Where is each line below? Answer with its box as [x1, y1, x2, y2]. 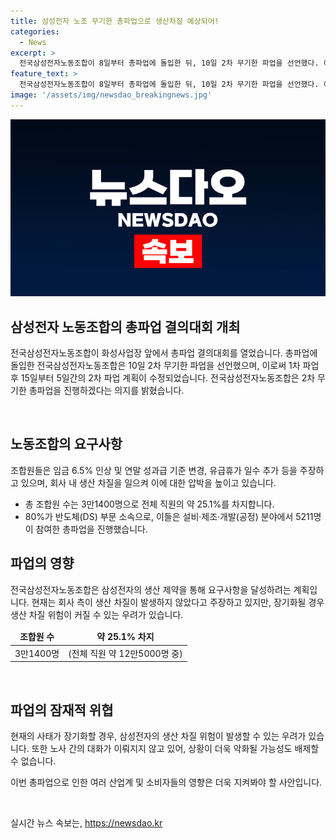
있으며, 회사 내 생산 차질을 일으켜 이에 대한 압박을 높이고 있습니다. [20, 476, 277, 489]
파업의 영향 [10, 555, 75, 572]
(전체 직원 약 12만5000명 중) [68, 647, 183, 659]
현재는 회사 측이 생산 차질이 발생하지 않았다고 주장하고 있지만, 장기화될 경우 [31, 596, 325, 608]
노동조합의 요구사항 [10, 436, 123, 453]
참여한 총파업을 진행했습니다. [35, 523, 148, 535]
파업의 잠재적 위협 [10, 701, 114, 719]
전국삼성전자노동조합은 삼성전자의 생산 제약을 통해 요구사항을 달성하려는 [10, 583, 292, 595]
